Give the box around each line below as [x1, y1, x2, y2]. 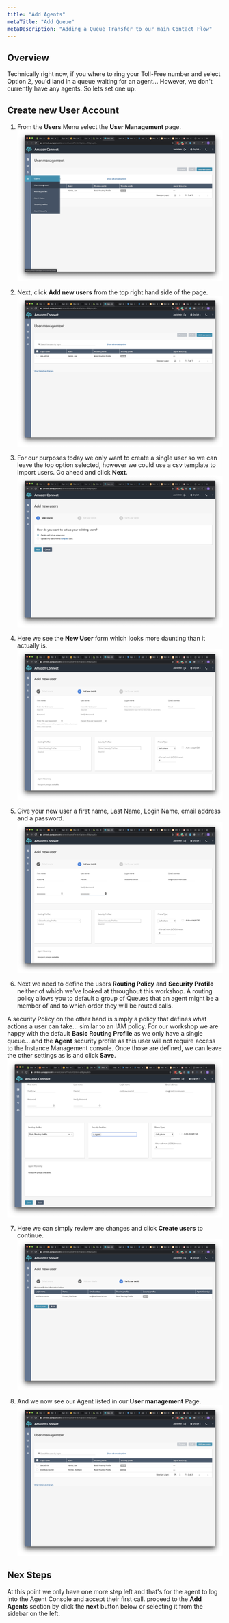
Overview [7, 51, 50, 63]
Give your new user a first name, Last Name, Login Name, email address [16, 807, 221, 815]
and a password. [16, 814, 64, 822]
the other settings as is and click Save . [7, 1051, 116, 1059]
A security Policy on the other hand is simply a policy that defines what [7, 1015, 207, 1023]
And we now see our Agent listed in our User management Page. [16, 1397, 202, 1406]
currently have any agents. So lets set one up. [7, 84, 137, 93]
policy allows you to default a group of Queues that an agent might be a [16, 994, 219, 1002]
